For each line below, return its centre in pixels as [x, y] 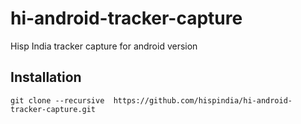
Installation [46, 77]
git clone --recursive [57, 100]
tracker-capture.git [53, 109]
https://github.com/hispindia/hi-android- [203, 100]
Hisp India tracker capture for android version [104, 46]
